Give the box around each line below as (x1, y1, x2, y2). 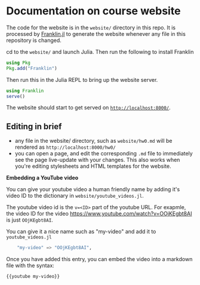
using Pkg (6, 60, 31, 66)
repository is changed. (6, 36, 61, 44)
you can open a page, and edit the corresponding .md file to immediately (14, 150, 193, 157)
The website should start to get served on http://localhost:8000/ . (6, 104, 171, 111)
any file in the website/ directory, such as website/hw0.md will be (14, 137, 173, 145)
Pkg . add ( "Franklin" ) (6, 65, 58, 71)
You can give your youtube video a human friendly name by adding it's (6, 186, 180, 193)
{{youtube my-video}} (6, 274, 60, 280)
